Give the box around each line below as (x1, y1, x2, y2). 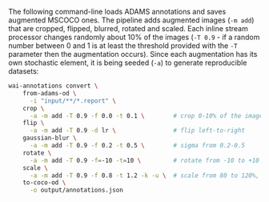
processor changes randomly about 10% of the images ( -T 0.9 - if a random (8, 32, 260, 42)
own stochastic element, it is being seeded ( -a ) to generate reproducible (8, 58, 247, 67)
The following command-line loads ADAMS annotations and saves (8, 7, 227, 16)
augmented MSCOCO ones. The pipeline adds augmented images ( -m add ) (8, 15, 255, 25)
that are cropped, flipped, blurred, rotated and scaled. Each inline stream (8, 24, 248, 33)
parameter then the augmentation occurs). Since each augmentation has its (8, 50, 258, 59)
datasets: (8, 67, 39, 75)
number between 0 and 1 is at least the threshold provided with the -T (8, 41, 238, 50)
